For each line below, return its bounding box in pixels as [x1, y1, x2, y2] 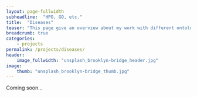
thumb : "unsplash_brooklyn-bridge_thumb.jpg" [16, 68, 130, 74]
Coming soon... [6, 84, 43, 91]
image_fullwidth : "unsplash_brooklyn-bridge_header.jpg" [16, 57, 159, 63]
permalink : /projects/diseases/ [6, 47, 85, 53]
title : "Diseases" [6, 19, 54, 25]
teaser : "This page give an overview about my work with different [6, 25, 175, 31]
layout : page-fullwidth [6, 8, 64, 15]
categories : [6, 36, 35, 41]
